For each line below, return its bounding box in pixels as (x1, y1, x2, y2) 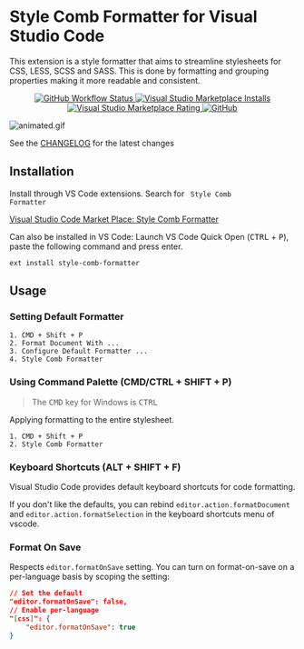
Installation (9, 164, 74, 179)
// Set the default (9, 589, 83, 598)
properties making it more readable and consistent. (9, 75, 201, 85)
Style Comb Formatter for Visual (9, 6, 258, 27)
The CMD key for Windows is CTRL (31, 396, 159, 407)
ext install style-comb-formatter (9, 258, 141, 267)
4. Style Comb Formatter (9, 354, 103, 364)
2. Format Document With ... (9, 339, 120, 348)
